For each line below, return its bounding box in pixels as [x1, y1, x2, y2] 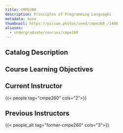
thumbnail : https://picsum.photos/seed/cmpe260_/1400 [5, 21, 119, 26]
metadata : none [5, 16, 37, 21]
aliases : [5, 26, 23, 31]
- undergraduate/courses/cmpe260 [9, 30, 79, 35]
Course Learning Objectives [5, 65, 93, 73]
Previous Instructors [5, 109, 70, 117]
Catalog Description [5, 48, 68, 57]
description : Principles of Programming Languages [5, 12, 112, 17]
